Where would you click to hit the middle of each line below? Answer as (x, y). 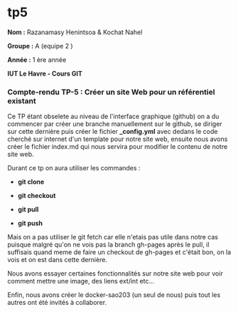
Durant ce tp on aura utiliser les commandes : (74, 168)
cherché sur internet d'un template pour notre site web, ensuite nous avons (118, 139)
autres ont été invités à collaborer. (57, 303)
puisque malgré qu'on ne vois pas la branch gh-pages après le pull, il (108, 245)
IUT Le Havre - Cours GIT (45, 73)
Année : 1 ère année (37, 59)
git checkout (37, 196)
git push (30, 223)
